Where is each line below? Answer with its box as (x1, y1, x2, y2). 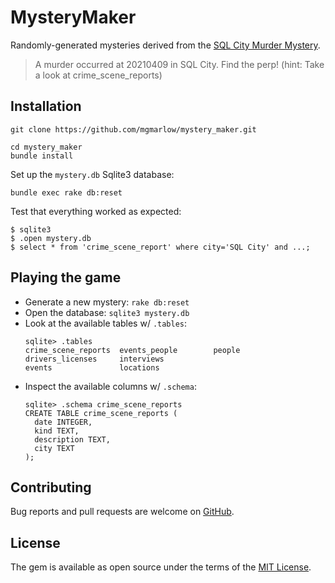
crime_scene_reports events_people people (24, 345, 241, 355)
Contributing (10, 479, 92, 496)
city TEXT (34, 443, 75, 453)
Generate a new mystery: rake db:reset (24, 296, 190, 308)
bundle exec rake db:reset (10, 187, 123, 198)
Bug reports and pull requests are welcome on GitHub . (10, 506, 235, 518)
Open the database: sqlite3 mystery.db (24, 306, 190, 318)
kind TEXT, (34, 426, 80, 436)
